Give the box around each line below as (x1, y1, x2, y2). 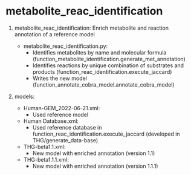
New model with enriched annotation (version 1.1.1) (32, 162, 158, 170)
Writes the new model (32, 74, 87, 82)
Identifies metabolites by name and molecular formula (32, 48, 167, 56)
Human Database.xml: (23, 117, 79, 125)
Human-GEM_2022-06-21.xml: (23, 104, 100, 111)
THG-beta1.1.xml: (23, 143, 66, 150)
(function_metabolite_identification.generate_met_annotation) (32, 55, 186, 62)
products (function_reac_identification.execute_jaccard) (32, 68, 172, 75)
